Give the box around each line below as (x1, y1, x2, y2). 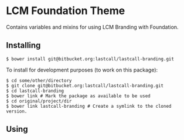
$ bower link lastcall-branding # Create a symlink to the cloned (6, 103, 172, 109)
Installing (6, 40, 41, 50)
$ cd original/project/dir (6, 98, 72, 104)
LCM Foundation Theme (6, 4, 125, 18)
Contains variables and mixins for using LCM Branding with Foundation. (6, 23, 179, 30)
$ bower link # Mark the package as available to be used (6, 93, 151, 99)
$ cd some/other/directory (6, 77, 72, 83)
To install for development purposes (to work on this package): (6, 66, 158, 73)
